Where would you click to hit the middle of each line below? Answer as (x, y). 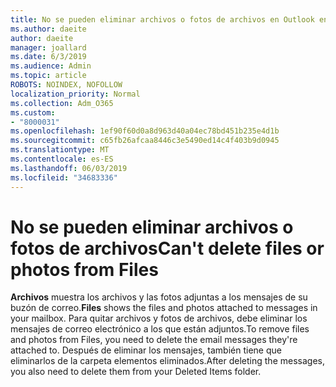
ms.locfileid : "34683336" (64, 177)
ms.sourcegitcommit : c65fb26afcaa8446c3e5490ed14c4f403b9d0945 (145, 141)
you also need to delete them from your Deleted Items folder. (136, 372)
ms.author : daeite (48, 29)
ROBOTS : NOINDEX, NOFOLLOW (66, 85)
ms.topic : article (48, 76)
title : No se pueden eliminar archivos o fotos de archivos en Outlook (162, 19)
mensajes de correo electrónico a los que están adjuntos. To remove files (160, 329)
